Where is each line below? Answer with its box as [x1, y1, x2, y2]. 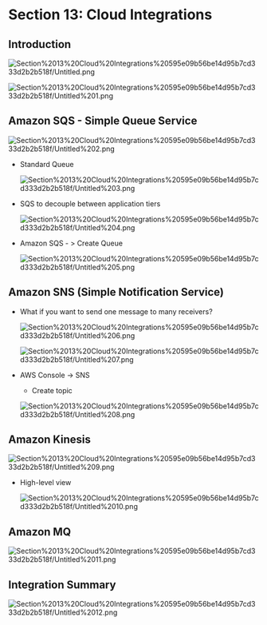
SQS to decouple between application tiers [19, 198, 161, 209]
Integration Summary [8, 578, 116, 591]
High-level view [19, 478, 72, 488]
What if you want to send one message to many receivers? [19, 306, 213, 316]
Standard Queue [19, 159, 74, 169]
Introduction [8, 38, 72, 51]
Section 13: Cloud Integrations [8, 6, 213, 24]
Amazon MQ [8, 525, 72, 539]
